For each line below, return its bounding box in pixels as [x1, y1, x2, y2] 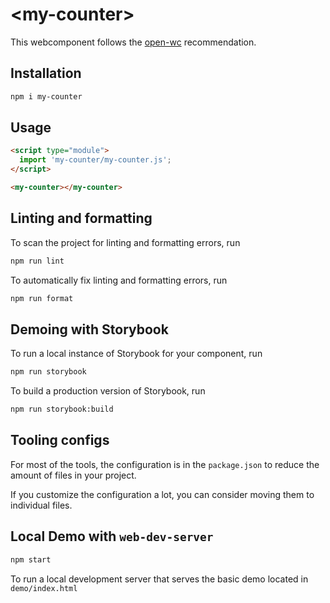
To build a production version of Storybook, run [10, 385, 206, 397]
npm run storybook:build [10, 404, 114, 415]
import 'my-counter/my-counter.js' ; [19, 155, 172, 165]
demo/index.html [10, 583, 78, 593]
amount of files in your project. [10, 469, 137, 481]
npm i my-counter [10, 91, 83, 102]
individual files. [10, 499, 73, 511]
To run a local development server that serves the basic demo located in [10, 573, 309, 585]
